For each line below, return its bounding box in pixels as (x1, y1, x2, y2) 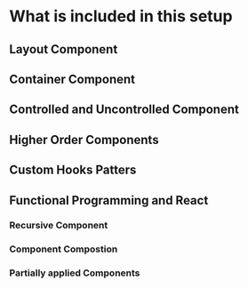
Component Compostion (9, 243, 118, 255)
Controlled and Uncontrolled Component (9, 102, 240, 117)
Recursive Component (9, 220, 108, 232)
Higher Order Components (9, 132, 159, 148)
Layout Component (9, 42, 118, 57)
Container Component (9, 71, 136, 86)
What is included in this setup (9, 6, 233, 27)
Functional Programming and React (9, 193, 209, 208)
